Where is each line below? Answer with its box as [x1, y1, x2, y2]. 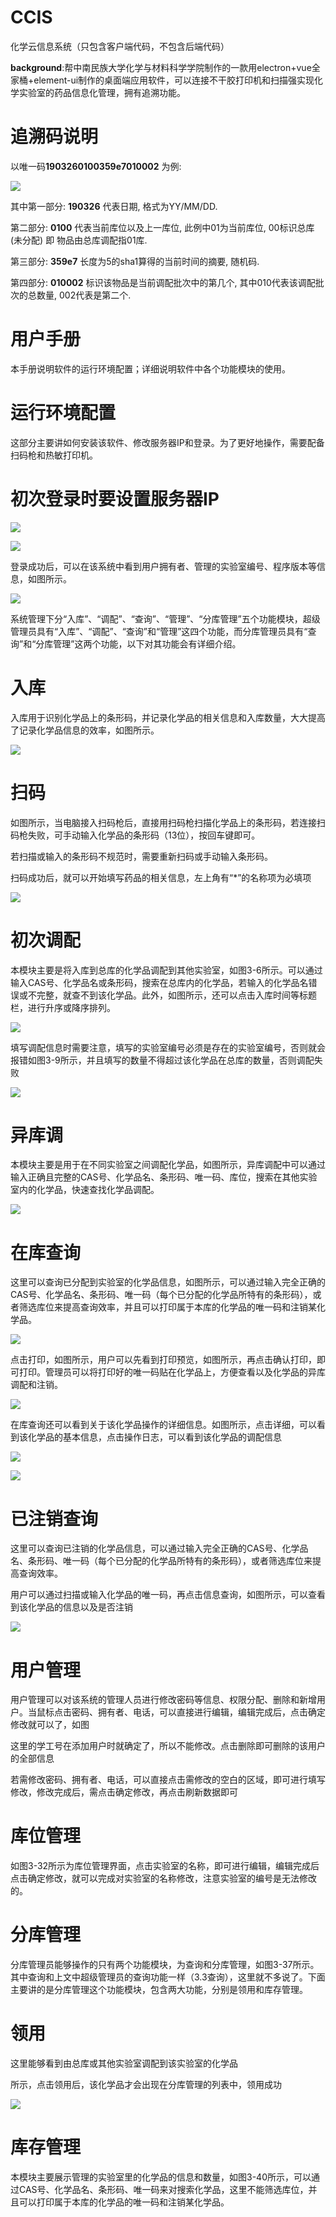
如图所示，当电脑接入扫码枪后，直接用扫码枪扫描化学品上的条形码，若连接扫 [10, 816, 326, 828]
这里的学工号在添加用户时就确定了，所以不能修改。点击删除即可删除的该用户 [10, 1740, 326, 1752]
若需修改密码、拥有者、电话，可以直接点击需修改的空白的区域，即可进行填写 [10, 1774, 326, 1786]
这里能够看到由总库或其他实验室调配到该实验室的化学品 [10, 2057, 238, 2070]
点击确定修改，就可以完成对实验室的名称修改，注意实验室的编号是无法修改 [10, 1872, 317, 1885]
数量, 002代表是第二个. [36, 289, 132, 301]
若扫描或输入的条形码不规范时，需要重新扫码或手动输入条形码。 [10, 850, 273, 862]
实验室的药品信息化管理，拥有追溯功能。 [18, 86, 186, 98]
